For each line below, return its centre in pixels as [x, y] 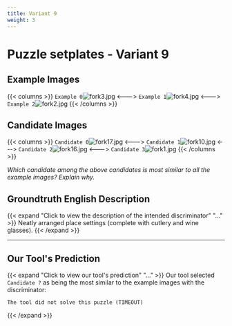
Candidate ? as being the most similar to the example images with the [106, 282]
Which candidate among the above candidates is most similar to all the [109, 170]
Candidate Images [47, 125]
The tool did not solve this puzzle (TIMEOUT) [75, 302]
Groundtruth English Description [79, 199]
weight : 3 [21, 20]
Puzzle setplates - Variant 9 [88, 54]
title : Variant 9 [32, 13]
